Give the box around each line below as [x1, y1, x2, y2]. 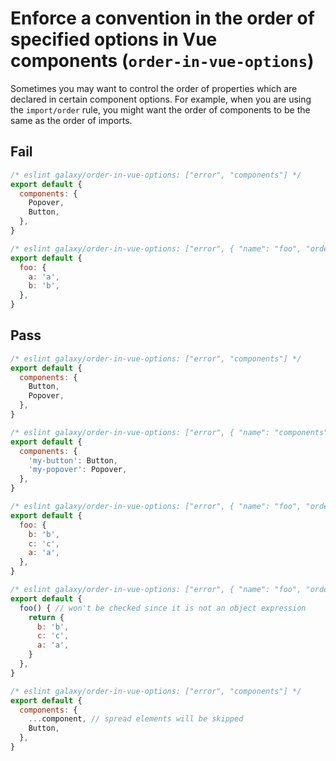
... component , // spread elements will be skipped [28, 714, 244, 724]
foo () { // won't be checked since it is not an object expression [19, 603, 307, 613]
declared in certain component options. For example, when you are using [10, 93, 312, 105]
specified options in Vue [10, 28, 218, 51]
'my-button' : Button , [28, 455, 118, 466]
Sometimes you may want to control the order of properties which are [10, 82, 298, 94]
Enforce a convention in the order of [10, 7, 315, 30]
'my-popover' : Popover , [28, 465, 128, 475]
